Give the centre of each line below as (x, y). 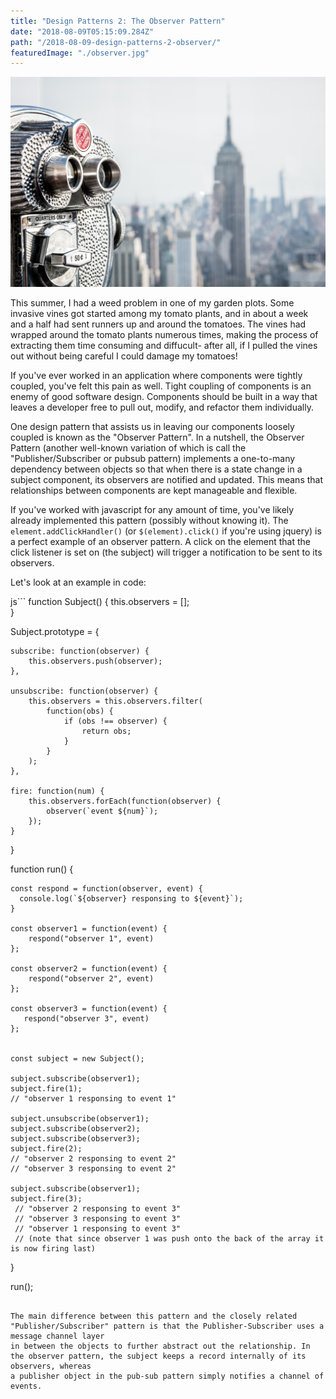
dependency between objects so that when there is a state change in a (156, 469)
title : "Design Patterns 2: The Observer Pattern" (118, 21)
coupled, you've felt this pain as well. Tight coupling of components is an (161, 386)
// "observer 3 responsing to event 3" (98, 1219)
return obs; (106, 731)
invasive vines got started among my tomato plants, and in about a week (159, 314)
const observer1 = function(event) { (89, 929)
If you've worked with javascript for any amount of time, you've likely (152, 510)
